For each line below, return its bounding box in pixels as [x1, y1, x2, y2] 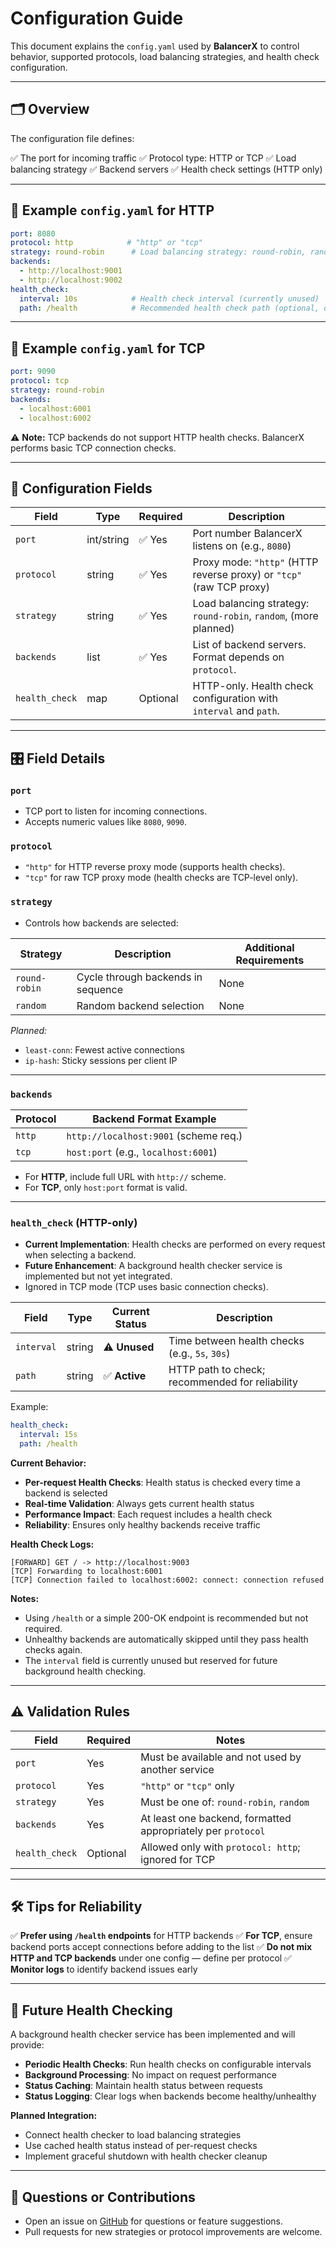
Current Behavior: [10, 1457, 87, 1469]
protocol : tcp [10, 376, 70, 386]
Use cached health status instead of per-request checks [24, 2140, 258, 2152]
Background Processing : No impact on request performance [24, 2069, 277, 2081]
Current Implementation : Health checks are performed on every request [24, 1238, 326, 1251]
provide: [10, 2039, 45, 2051]
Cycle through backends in [76, 970, 203, 984]
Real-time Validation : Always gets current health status [24, 1497, 255, 1509]
